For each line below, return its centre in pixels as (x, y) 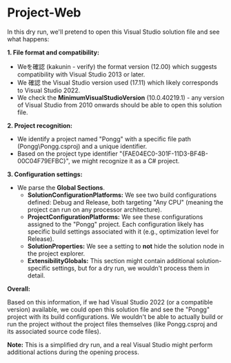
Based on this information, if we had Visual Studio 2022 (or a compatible (110, 302)
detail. (36, 275)
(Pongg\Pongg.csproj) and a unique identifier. (82, 146)
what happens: (28, 39)
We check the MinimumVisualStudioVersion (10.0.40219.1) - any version (121, 97)
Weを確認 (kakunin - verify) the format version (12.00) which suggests (117, 66)
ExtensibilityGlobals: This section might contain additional (111, 260)
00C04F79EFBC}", (43, 160)
